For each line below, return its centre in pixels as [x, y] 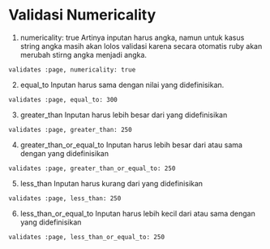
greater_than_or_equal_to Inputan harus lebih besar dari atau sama [131, 145]
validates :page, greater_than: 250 [70, 129]
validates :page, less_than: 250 [65, 198]
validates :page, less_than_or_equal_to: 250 [86, 237]
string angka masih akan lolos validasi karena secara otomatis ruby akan [141, 46]
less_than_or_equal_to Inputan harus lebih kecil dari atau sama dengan [137, 213]
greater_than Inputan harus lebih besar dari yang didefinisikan [124, 115]
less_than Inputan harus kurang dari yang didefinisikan [111, 183]
